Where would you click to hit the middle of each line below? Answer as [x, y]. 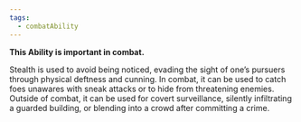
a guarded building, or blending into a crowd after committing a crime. [140, 108]
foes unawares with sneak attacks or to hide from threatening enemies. [142, 89]
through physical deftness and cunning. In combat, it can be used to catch [148, 79]
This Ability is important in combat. [77, 52]
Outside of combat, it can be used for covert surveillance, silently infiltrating [150, 98]
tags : [19, 18]
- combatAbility [48, 26]
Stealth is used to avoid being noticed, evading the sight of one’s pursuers [147, 70]
